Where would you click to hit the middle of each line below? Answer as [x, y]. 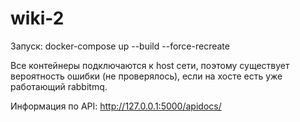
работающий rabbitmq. [59, 86]
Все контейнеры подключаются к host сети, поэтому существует [150, 65]
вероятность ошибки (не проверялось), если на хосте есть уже [146, 76]
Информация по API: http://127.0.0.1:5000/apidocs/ [116, 106]
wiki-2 [37, 18]
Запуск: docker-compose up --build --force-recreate [120, 46]
